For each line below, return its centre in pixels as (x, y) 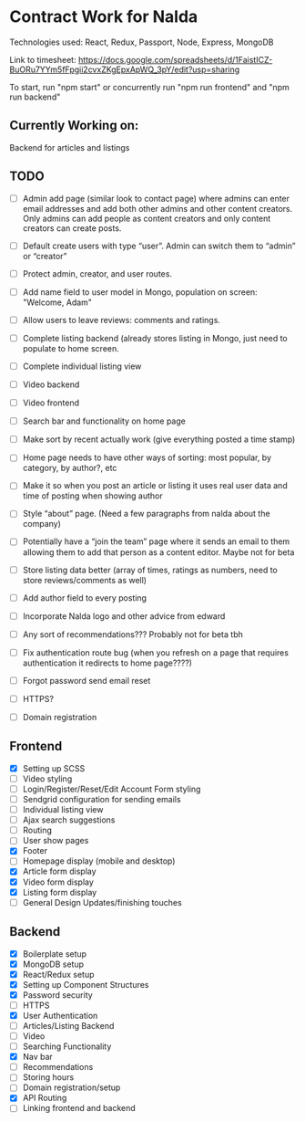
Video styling (47, 779)
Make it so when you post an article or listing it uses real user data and (155, 486)
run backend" (35, 97)
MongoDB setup (53, 964)
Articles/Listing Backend (68, 1025)
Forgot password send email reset (86, 680)
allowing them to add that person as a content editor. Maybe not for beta (158, 552)
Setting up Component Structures (86, 984)
